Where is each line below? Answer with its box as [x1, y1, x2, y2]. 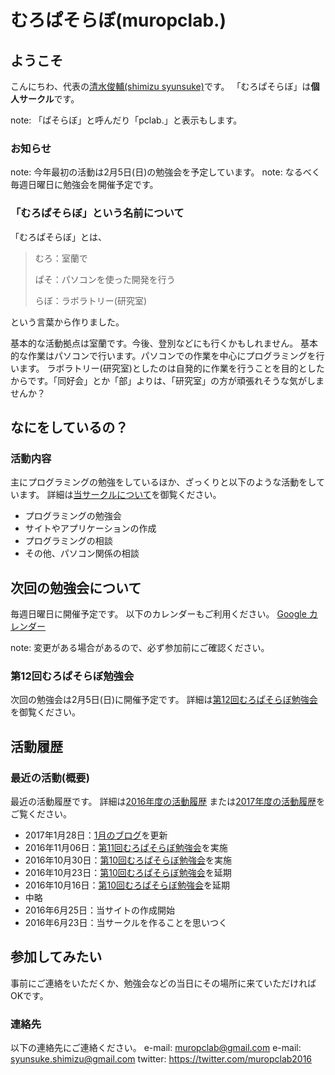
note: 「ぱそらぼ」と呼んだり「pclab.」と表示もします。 [10, 114, 243, 126]
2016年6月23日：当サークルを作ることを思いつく [24, 917, 228, 929]
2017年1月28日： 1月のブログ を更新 [24, 829, 168, 841]
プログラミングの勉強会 [24, 510, 122, 522]
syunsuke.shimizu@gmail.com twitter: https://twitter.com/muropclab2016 [10, 1053, 313, 1065]
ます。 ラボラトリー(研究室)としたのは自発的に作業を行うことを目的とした [18, 362, 325, 374]
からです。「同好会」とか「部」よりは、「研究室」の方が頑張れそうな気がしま [10, 374, 325, 386]
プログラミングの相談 [24, 535, 113, 547]
